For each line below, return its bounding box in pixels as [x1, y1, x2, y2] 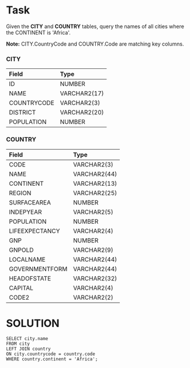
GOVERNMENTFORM [9, 265, 68, 273]
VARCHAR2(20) [60, 109, 104, 117]
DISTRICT [9, 109, 36, 117]
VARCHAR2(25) [72, 189, 118, 197]
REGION [9, 189, 32, 197]
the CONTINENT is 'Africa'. [6, 29, 71, 36]
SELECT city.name [6, 336, 49, 342]
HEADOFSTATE [9, 274, 51, 282]
